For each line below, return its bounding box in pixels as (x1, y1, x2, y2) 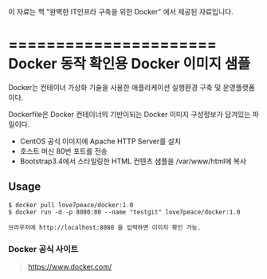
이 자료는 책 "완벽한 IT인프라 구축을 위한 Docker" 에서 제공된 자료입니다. (8, 7, 234, 16)
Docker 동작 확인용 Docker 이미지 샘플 (8, 55, 251, 73)
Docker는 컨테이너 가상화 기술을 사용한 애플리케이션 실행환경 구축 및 (8, 82, 222, 92)
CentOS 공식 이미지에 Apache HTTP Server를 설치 (19, 136, 182, 146)
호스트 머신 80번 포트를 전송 (19, 146, 108, 155)
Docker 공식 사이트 (8, 243, 79, 254)
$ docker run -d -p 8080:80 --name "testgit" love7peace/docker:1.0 (8, 208, 241, 216)
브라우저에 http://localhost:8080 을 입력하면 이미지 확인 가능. (8, 223, 202, 231)
